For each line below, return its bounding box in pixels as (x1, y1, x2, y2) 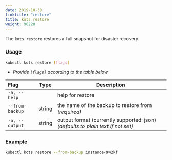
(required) (57, 108, 82, 115)
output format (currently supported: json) (57, 117, 157, 124)
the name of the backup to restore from (57, 102, 152, 109)
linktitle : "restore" (5, 12, 52, 17)
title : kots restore (5, 17, 50, 22)
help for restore (57, 92, 95, 99)
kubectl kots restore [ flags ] (5, 60, 70, 65)
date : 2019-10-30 (5, 7, 42, 13)
